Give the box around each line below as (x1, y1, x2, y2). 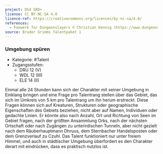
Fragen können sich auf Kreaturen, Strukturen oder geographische (5, 103, 138, 108)
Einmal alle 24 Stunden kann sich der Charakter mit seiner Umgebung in (5, 87, 149, 93)
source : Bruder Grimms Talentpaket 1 (5, 30, 81, 34)
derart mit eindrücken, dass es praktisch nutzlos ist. (5, 144, 109, 150)
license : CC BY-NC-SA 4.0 (5, 12, 57, 17)
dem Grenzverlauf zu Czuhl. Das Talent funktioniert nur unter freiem (5, 133, 141, 139)
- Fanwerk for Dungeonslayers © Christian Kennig (9, 25, 112, 30)
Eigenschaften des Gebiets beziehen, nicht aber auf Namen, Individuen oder (5, 107, 158, 113)
